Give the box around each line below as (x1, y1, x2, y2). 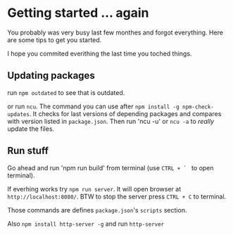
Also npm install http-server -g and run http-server (7, 220, 165, 228)
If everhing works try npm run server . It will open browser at (7, 184, 182, 193)
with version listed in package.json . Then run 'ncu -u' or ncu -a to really (7, 117, 215, 125)
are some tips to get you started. (7, 35, 102, 44)
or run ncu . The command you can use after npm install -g (7, 102, 180, 110)
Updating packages (7, 70, 95, 82)
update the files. (7, 125, 55, 133)
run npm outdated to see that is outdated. (7, 88, 125, 96)
